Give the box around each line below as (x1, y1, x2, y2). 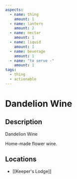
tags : (5, 68, 16, 73)
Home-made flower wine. (5, 140, 58, 147)
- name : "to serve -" (9, 58, 55, 63)
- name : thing (9, 12, 39, 17)
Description (5, 118, 42, 126)
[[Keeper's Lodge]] (12, 168, 52, 174)
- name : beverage (9, 49, 46, 54)
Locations (5, 155, 37, 164)
